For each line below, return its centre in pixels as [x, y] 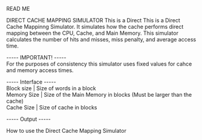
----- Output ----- [29, 119]
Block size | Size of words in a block [51, 88]
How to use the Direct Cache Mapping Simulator [67, 131]
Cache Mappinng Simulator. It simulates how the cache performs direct [95, 27]
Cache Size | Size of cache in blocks [52, 107]
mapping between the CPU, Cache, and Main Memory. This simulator [92, 33]
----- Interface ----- [31, 82]
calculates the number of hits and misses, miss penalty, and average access [101, 39]
